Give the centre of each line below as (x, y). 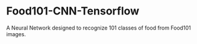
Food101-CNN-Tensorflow (73, 11)
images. (16, 34)
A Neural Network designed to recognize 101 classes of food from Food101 (98, 28)
